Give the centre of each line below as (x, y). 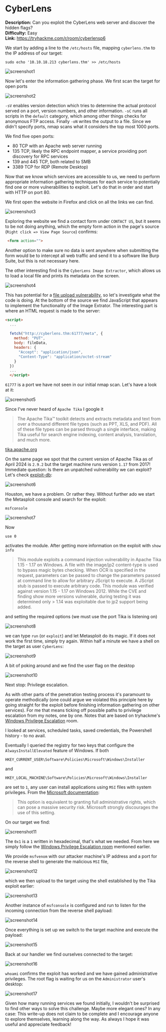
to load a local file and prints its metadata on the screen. (62, 275)
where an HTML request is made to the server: (53, 311)
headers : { (25, 348)
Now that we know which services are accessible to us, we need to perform (83, 176)
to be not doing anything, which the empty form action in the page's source (82, 226)
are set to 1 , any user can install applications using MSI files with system (78, 787)
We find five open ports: (30, 136)
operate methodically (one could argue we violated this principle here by (79, 700)
